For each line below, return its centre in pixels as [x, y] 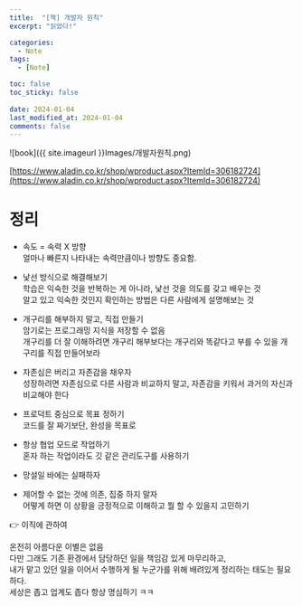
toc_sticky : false [44, 92]
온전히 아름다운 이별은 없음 [57, 547]
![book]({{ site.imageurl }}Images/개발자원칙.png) [100, 153]
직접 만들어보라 [74, 353]
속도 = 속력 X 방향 [54, 247]
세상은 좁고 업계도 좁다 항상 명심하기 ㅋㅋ [82, 592]
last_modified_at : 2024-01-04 [66, 118]
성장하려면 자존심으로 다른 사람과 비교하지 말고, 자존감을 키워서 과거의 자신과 [158, 383]
